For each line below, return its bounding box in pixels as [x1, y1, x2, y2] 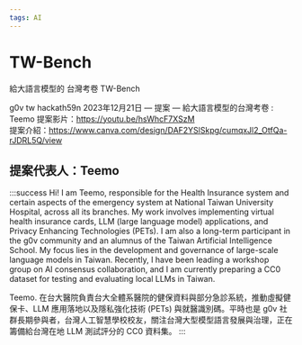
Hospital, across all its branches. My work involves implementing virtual [9, 206, 274, 217]
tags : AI [9, 13, 42, 23]
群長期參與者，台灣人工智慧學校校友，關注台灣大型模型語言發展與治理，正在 [9, 314, 293, 325]
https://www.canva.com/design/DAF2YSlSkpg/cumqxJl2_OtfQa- [49, 124, 288, 135]
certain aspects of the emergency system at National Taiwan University [9, 197, 274, 208]
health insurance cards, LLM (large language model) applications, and [9, 216, 269, 227]
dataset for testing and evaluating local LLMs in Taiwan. [9, 274, 216, 285]
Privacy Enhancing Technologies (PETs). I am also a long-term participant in [9, 226, 290, 237]
